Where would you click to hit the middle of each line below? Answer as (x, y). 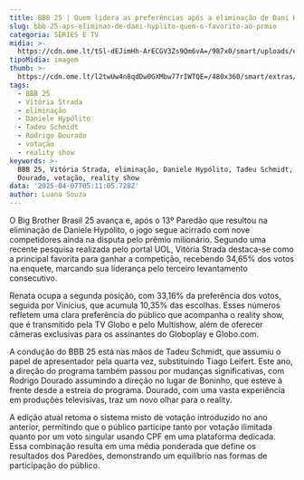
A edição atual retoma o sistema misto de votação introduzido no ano (139, 417)
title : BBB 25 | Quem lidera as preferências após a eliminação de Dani (149, 18)
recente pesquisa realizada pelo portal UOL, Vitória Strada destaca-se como (152, 249)
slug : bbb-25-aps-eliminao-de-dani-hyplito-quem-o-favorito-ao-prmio (143, 26)
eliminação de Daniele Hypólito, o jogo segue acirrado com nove (130, 230)
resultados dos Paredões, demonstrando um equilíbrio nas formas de (138, 456)
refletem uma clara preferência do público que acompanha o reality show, (147, 315)
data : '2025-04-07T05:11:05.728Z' (75, 187)
